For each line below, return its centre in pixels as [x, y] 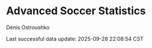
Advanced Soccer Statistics [76, 11]
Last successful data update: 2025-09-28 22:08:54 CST [75, 39]
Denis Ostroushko [28, 27]
